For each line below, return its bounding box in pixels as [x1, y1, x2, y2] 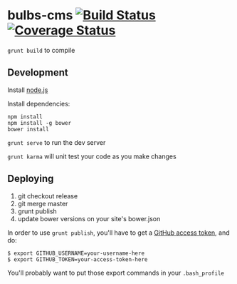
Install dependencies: [7, 99, 70, 108]
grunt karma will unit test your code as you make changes [7, 152, 177, 161]
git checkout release [17, 191, 78, 200]
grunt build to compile [7, 46, 75, 54]
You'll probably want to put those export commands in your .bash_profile [7, 268, 224, 277]
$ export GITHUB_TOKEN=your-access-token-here [7, 255, 148, 263]
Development [7, 66, 69, 78]
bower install [7, 126, 50, 133]
